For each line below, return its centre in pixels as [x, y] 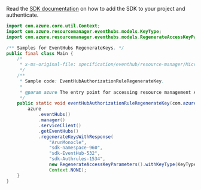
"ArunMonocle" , [68, 142]
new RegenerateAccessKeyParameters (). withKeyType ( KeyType [123, 164]
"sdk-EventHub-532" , [74, 154]
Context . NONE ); [68, 170]
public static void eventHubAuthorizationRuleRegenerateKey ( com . [100, 103]
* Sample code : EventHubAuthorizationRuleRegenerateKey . [92, 81]
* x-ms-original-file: [48, 65]
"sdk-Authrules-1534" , [77, 159]
